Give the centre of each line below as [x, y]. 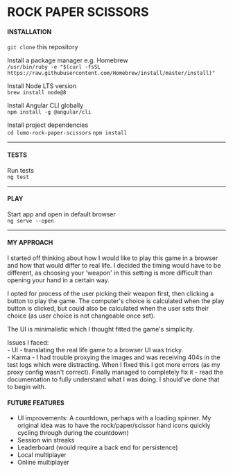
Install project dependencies [48, 125]
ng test [18, 177]
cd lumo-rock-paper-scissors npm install [67, 133]
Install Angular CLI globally [45, 105]
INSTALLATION [29, 31]
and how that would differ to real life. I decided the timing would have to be [114, 265]
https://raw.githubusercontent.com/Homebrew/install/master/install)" [111, 74]
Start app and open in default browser [62, 214]
